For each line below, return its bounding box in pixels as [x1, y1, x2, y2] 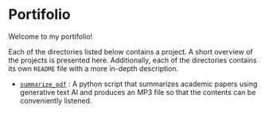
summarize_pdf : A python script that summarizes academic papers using [19, 79, 258, 89]
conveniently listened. [19, 96, 92, 105]
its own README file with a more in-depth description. [8, 63, 179, 73]
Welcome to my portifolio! [8, 32, 93, 41]
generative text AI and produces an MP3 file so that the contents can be [19, 87, 256, 96]
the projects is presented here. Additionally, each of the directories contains [8, 55, 257, 65]
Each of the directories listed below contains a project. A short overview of [8, 47, 253, 56]
